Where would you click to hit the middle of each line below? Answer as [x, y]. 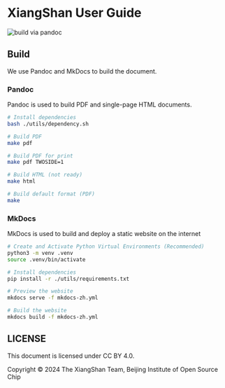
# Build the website [37, 311]
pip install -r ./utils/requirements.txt [68, 279]
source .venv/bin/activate [46, 259]
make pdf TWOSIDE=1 [36, 162]
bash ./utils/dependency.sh [48, 124]
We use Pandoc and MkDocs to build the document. [82, 71]
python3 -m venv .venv [40, 253]
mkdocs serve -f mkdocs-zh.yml [53, 298]
